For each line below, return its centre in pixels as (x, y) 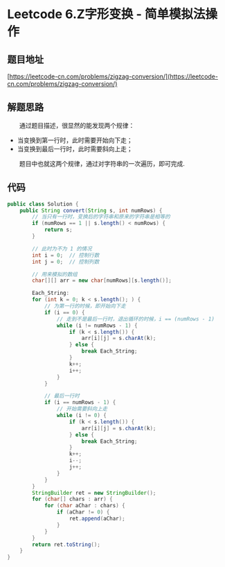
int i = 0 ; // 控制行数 (66, 255)
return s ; (58, 230)
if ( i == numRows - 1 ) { (80, 403)
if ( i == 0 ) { (64, 312)
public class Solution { (43, 204)
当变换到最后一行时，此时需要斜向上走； (75, 149)
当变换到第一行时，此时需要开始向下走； (75, 140)
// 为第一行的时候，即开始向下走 (85, 306)
